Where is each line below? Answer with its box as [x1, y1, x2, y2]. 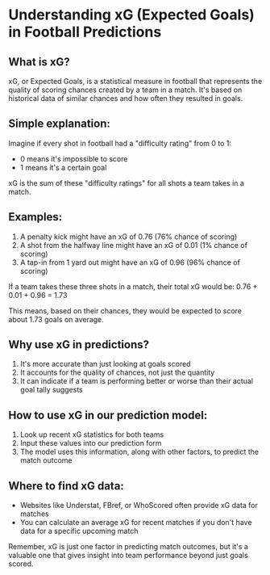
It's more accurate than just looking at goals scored [19, 359, 191, 369]
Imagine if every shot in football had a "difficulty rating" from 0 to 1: [8, 138, 232, 148]
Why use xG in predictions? [8, 338, 150, 352]
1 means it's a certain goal [19, 162, 107, 172]
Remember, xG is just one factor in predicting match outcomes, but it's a [8, 542, 248, 552]
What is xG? [8, 55, 70, 69]
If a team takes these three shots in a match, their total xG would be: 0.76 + [8, 281, 258, 292]
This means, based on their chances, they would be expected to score [8, 305, 242, 316]
